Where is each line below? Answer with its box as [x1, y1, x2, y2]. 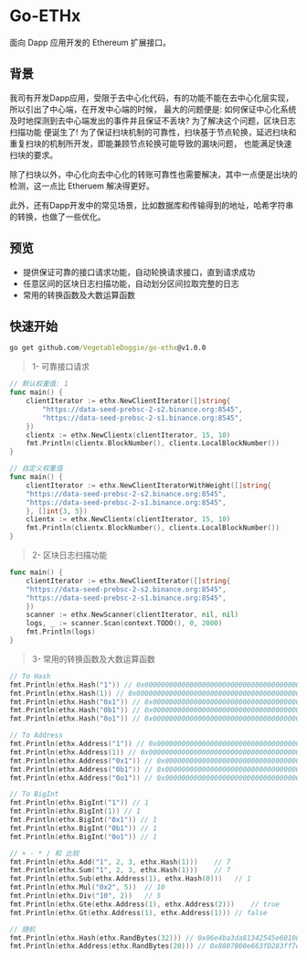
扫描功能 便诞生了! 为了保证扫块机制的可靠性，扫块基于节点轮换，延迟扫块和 [9, 126, 297, 137]
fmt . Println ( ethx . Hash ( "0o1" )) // [9, 714, 142, 723]
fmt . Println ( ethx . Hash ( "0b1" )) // [9, 706, 142, 715]
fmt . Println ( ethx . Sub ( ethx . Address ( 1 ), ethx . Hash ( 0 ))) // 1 [9, 874, 251, 883]
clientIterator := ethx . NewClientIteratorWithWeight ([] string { [26, 481, 272, 490]
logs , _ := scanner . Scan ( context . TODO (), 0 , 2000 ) [26, 619, 223, 628]
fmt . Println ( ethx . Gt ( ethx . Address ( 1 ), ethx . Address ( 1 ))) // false [9, 908, 268, 917]
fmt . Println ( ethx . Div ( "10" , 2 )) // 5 [9, 891, 162, 901]
